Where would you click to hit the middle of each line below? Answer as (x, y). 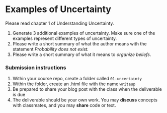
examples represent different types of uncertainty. (65, 38)
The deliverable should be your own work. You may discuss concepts (85, 100)
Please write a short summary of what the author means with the (79, 43)
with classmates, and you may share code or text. (64, 105)
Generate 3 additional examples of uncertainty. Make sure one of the (84, 33)
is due (19, 95)
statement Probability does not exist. (51, 49)
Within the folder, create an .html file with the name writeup (74, 84)
